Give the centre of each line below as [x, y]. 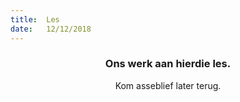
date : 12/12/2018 [51, 29]
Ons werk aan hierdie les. [168, 64]
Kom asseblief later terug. [168, 85]
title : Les [35, 19]
